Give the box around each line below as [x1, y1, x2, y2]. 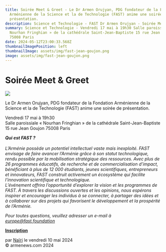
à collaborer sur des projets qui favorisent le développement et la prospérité [5, 198, 161, 204]
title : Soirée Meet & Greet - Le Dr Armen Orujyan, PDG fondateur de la [5, 7, 158, 12]
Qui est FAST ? [5, 135, 36, 141]
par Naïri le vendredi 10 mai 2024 [5, 237, 73, 243]
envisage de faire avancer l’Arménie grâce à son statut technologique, [5, 151, 149, 157]
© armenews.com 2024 [5, 243, 54, 249]
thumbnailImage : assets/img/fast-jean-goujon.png [5, 48, 110, 53]
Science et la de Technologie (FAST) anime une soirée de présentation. [5, 105, 150, 111]
